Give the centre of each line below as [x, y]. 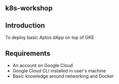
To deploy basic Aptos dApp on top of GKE [50, 38]
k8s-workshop [29, 8]
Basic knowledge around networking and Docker [63, 76]
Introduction [25, 25]
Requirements [28, 53]
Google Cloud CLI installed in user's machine [59, 71]
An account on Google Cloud [43, 65]
